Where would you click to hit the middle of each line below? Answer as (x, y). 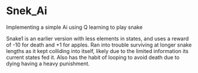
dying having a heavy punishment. (48, 64)
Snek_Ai (27, 11)
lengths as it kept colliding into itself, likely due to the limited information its (98, 51)
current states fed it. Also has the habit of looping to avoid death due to (93, 57)
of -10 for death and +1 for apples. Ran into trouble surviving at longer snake (99, 45)
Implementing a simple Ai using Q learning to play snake (74, 27)
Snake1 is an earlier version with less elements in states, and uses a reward (98, 38)
